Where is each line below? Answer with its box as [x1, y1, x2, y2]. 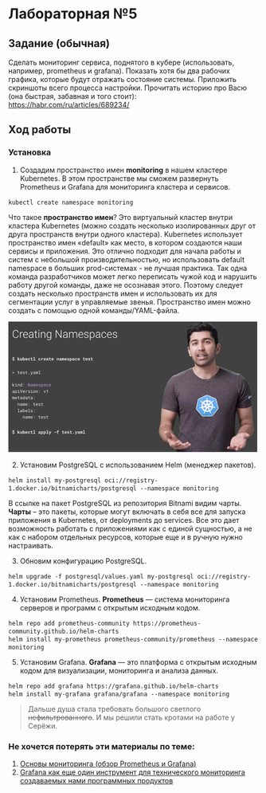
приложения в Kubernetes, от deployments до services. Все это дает [8, 515, 240, 524]
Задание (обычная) [8, 37, 110, 50]
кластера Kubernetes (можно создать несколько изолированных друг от [8, 221, 256, 230]
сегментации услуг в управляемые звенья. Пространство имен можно [8, 296, 251, 307]
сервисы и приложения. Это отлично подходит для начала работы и [8, 246, 241, 256]
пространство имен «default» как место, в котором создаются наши [8, 238, 243, 247]
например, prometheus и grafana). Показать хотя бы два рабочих [8, 66, 231, 76]
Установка [8, 147, 52, 158]
